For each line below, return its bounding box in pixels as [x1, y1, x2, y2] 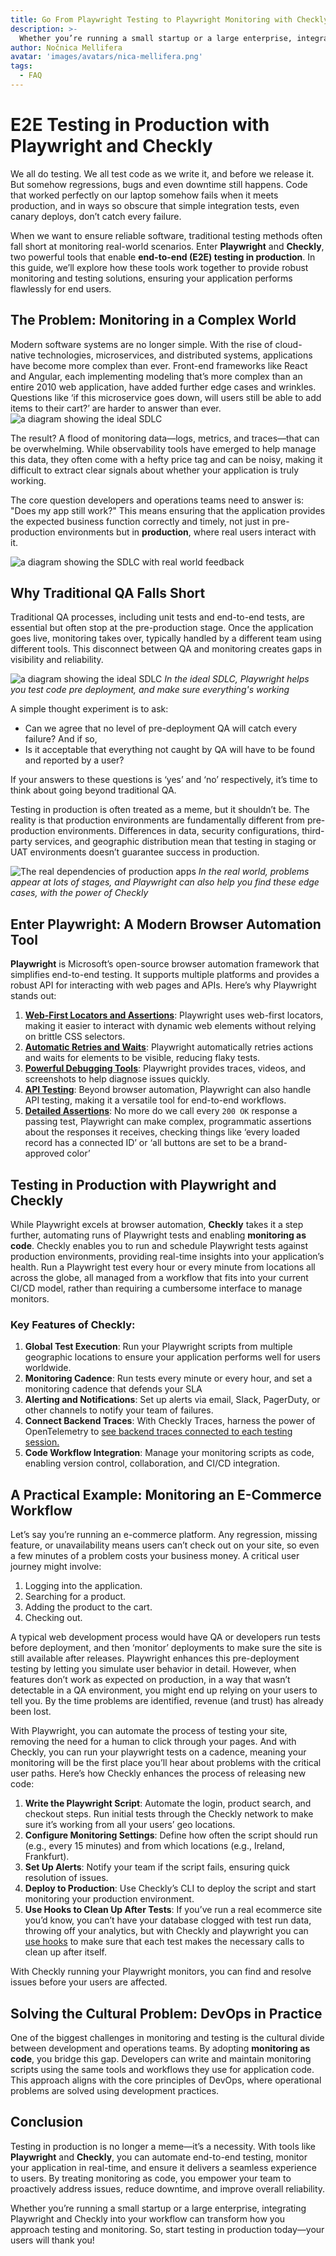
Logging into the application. [24, 1580, 143, 1592]
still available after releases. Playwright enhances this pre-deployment [10, 1652, 300, 1665]
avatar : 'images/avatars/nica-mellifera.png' [10, 52, 203, 62]
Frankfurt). [24, 1851, 70, 1863]
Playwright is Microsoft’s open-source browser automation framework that [10, 958, 320, 970]
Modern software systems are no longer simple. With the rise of [10, 338, 273, 350]
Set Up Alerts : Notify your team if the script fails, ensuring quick [24, 1861, 291, 1873]
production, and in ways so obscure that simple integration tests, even [10, 199, 300, 211]
